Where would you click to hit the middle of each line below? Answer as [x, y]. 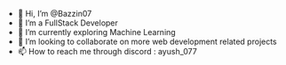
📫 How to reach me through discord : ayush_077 [107, 51]
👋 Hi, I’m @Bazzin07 [55, 14]
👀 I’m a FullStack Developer [68, 23]
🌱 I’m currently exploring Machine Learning [96, 32]
